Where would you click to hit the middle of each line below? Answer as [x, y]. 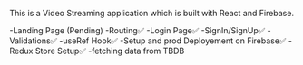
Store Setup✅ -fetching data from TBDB [110, 51]
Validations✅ [33, 41]
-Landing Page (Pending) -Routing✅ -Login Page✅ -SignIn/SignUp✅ [137, 30]
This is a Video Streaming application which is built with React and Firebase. [152, 13]
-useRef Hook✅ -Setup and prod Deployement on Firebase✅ [172, 41]
